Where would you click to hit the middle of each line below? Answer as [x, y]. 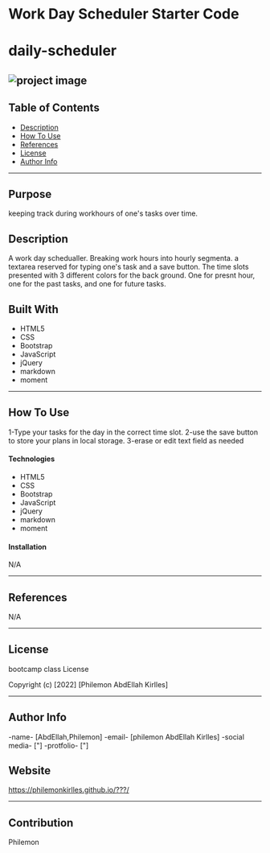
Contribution [41, 823]
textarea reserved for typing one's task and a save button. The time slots [129, 267]
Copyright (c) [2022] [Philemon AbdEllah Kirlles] [88, 684]
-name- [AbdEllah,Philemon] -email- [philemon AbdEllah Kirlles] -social [127, 736]
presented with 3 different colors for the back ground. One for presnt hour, [132, 275]
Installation [27, 546]
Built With [33, 309]
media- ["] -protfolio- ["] [49, 745]
